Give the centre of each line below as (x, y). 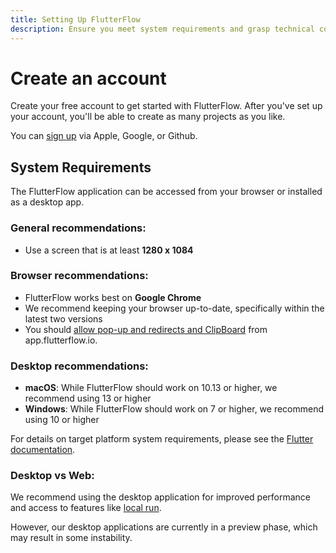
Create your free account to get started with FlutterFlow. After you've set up (166, 106)
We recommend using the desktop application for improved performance (161, 497)
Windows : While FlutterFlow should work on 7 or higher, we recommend (174, 409)
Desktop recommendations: (79, 366)
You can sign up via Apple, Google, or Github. (104, 136)
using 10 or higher (62, 420)
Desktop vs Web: (52, 476)
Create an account (88, 78)
